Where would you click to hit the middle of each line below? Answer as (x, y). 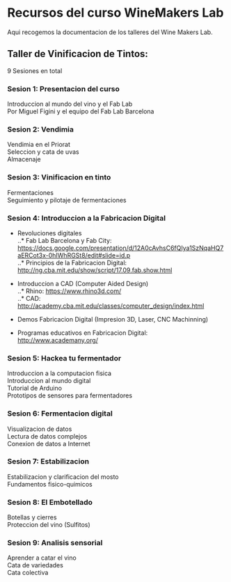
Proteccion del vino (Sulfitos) (49, 525)
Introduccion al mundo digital (49, 381)
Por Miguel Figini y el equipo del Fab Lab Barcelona (81, 111)
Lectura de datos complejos (47, 436)
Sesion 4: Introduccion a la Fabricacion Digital (86, 218)
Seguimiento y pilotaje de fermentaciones (67, 200)
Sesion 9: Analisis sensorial (55, 543)
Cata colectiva (28, 573)
